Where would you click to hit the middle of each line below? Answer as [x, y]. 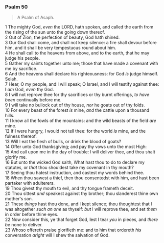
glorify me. [16, 157]
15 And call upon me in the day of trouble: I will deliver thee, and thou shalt [80, 152]
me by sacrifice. [21, 69]
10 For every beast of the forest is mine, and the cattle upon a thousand [77, 110]
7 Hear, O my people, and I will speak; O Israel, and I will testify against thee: [82, 84]
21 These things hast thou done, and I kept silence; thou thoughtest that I [79, 204]
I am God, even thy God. [30, 90]
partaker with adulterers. [30, 183]
